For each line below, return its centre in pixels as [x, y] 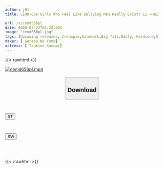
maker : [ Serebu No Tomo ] [31, 41]
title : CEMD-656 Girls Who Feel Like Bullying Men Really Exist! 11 [76, 14]
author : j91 [17, 10]
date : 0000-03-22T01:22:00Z [34, 27]
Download [82, 90]
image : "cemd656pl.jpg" [29, 32]
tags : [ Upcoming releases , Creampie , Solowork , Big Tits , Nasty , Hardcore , [81, 37]
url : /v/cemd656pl [24, 23]
